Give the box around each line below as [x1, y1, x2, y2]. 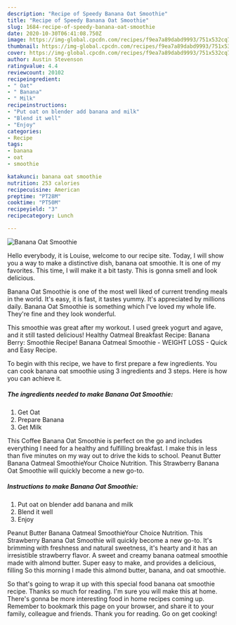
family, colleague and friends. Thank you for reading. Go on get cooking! [7, 609, 218, 618]
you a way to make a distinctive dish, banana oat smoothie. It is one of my [7, 258, 221, 267]
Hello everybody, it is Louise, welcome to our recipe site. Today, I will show [7, 251, 224, 260]
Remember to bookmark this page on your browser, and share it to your [7, 602, 214, 610]
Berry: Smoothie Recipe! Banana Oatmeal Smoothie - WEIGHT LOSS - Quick [7, 338, 228, 346]
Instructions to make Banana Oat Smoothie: [7, 482, 138, 491]
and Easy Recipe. [7, 346, 58, 354]
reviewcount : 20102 [7, 69, 65, 76]
